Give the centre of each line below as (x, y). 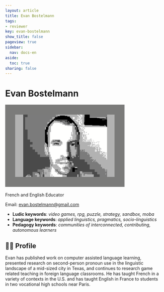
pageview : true (21, 42)
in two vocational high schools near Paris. (48, 284)
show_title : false (24, 37)
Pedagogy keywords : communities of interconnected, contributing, (81, 225)
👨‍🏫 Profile (21, 246)
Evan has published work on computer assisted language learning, (73, 258)
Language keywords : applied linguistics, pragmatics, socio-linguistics (84, 220)
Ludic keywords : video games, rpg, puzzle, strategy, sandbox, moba (83, 214)
